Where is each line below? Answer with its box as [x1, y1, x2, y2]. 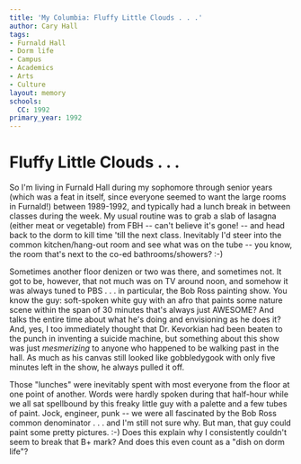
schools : [9, 96, 42, 106]
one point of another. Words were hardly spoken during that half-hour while [9, 388, 289, 400]
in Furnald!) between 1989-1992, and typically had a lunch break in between [9, 201, 291, 212]
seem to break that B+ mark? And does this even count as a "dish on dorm [9, 437, 286, 448]
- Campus [9, 55, 42, 64]
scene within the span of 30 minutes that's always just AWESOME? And [9, 305, 274, 316]
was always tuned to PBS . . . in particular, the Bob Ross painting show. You [9, 285, 288, 297]
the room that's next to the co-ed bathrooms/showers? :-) [9, 249, 224, 260]
